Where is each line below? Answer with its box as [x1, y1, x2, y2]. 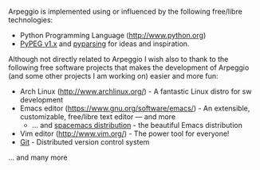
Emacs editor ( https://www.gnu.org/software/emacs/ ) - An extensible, [19, 103, 250, 113]
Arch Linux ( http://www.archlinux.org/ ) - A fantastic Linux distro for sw [19, 87, 252, 96]
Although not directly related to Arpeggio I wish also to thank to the [8, 55, 229, 64]
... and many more [8, 153, 68, 162]
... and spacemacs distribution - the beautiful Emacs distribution [31, 121, 243, 129]
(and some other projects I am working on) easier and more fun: [8, 71, 219, 80]
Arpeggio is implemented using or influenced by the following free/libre [8, 7, 243, 16]
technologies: [8, 15, 53, 25]
